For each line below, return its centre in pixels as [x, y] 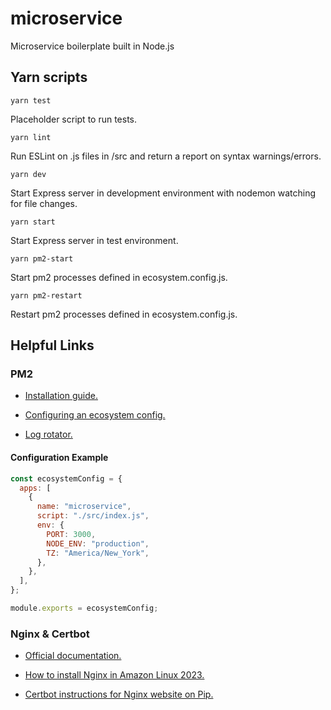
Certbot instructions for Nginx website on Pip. [119, 694]
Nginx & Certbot [50, 634]
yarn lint [31, 137]
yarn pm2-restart [46, 295]
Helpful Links [52, 345]
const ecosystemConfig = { [66, 478]
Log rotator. [48, 434]
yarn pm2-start [42, 258]
